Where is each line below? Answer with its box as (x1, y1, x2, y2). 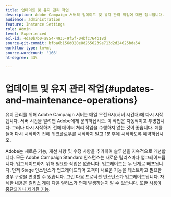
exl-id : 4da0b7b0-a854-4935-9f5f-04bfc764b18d (5, 36, 106, 41)
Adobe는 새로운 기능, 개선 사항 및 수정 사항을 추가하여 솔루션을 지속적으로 (5, 148, 153, 154)
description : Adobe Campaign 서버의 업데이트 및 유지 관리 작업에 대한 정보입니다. (5, 12, 165, 17)
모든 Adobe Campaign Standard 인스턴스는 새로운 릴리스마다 (16, 154, 140, 161)
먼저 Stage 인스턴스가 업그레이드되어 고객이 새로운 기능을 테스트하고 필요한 (12, 167, 162, 174)
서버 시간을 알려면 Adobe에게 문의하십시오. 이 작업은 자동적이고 (20, 118, 147, 124)
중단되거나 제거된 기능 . (5, 186, 51, 192)
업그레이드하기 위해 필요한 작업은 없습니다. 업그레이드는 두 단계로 (16, 161, 145, 167)
